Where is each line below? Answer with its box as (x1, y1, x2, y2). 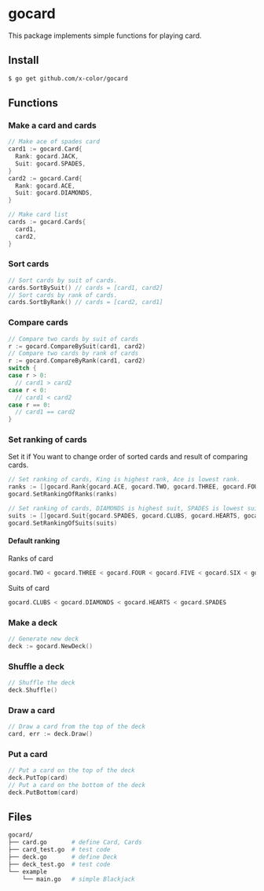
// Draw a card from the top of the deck (8, 722, 146, 731)
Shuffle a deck (8, 661, 65, 672)
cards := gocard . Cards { (8, 218, 86, 226)
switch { (8, 364, 37, 373)
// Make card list (8, 210, 68, 219)
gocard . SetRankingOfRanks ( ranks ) (8, 490, 118, 499)
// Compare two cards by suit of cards (8, 335, 139, 343)
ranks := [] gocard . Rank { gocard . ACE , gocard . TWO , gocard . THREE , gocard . (8, 483, 248, 491)
